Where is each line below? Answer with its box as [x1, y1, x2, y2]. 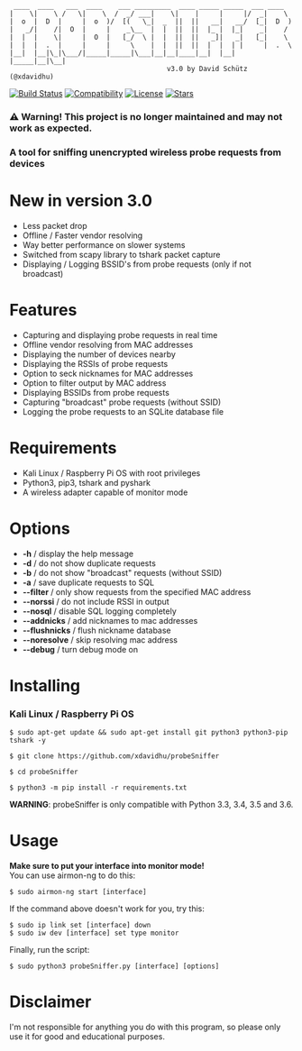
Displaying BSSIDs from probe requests [22, 387, 169, 398]
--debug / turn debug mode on [22, 644, 139, 654]
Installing [9, 675, 81, 696]
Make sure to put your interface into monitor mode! [9, 861, 205, 872]
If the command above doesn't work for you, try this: [9, 903, 206, 914]
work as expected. [9, 122, 93, 134]
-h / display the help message [22, 548, 133, 559]
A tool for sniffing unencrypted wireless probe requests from [9, 146, 282, 159]
